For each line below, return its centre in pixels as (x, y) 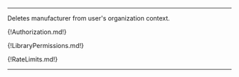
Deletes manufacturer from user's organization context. (89, 18)
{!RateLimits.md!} (33, 59)
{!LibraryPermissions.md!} (46, 46)
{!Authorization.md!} (37, 32)
